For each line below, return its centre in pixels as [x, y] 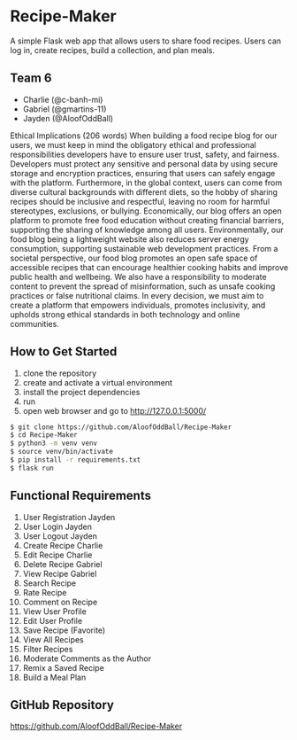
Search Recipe [49, 583]
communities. [35, 323]
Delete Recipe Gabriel [62, 564]
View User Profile [54, 611]
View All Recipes [53, 639]
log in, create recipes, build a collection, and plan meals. [113, 50]
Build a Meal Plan [54, 677]
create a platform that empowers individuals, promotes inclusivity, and [138, 305]
